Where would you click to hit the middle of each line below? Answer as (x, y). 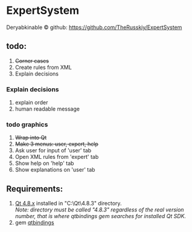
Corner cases (32, 60)
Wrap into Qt (31, 138)
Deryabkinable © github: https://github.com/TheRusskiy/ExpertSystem (94, 27)
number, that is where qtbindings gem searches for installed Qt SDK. (100, 216)
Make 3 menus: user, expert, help (56, 144)
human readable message (47, 109)
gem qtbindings (34, 223)
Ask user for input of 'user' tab (53, 150)
